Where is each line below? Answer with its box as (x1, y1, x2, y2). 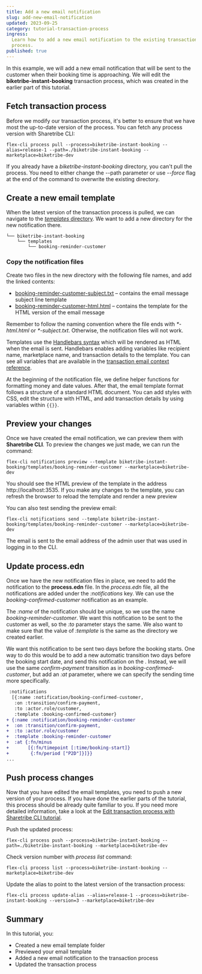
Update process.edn (6, 561, 85, 571)
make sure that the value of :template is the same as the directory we (6, 627, 178, 634)
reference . (6, 364, 32, 371)
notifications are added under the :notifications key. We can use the (6, 590, 174, 597)
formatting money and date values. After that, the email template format (6, 382, 184, 389)
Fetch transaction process (6, 101, 107, 111)
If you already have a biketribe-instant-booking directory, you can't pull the (6, 163, 192, 170)
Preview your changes (6, 419, 92, 429)
